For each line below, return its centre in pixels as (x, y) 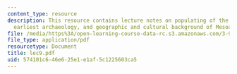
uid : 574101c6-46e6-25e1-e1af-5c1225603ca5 (72, 60)
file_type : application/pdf (49, 40)
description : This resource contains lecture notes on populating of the (118, 20)
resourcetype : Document (42, 47)
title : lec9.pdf (31, 54)
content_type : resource (42, 14)
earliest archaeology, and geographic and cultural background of (113, 27)
